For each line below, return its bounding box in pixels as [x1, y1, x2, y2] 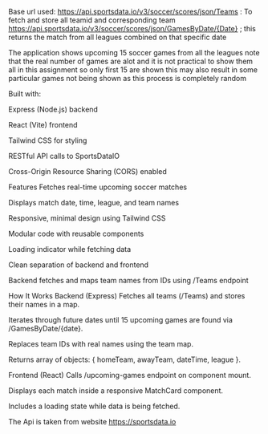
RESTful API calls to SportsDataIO [8, 152, 120, 160]
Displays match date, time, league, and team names [8, 198, 179, 207]
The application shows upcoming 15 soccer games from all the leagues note [8, 48, 260, 57]
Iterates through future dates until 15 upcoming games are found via [8, 315, 233, 324]
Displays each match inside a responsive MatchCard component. [8, 386, 223, 395]
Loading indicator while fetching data [8, 245, 132, 254]
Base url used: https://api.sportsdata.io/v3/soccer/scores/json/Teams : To [8, 7, 253, 16]
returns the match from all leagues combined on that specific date [8, 32, 227, 42]
